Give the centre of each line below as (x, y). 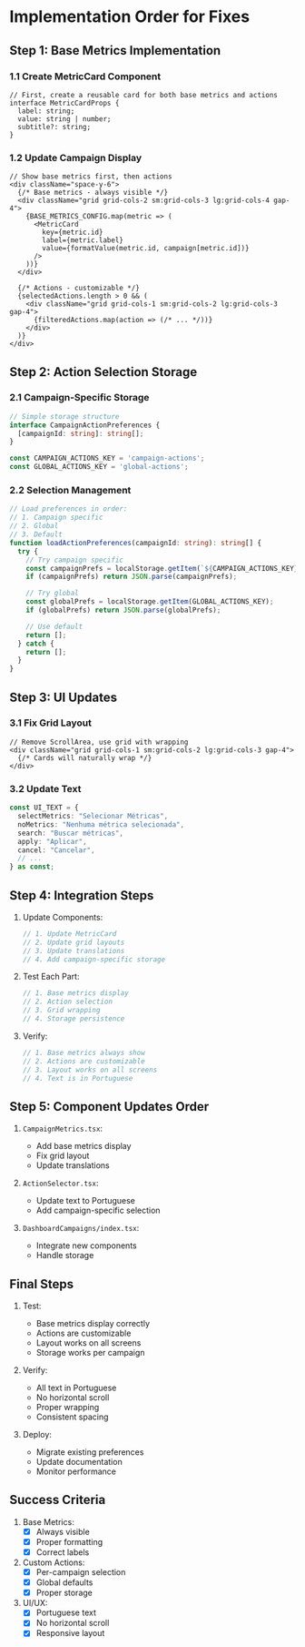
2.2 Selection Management (70, 491)
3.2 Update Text (45, 788)
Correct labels (63, 1552)
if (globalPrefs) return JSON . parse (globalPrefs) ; (123, 610)
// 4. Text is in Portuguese (78, 1078)
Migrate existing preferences (90, 1452)
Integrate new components (87, 1245)
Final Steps (42, 1284)
